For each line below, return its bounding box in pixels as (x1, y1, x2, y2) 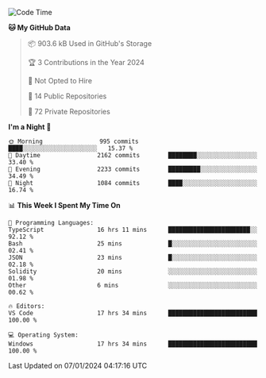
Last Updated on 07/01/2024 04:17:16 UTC (8, 361, 148, 370)
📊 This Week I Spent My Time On (8, 201, 121, 210)
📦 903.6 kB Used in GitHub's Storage (27, 39, 152, 48)
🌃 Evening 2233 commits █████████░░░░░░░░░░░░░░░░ (8, 165, 258, 173)
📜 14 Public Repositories (27, 91, 107, 101)
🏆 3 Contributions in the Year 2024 (27, 58, 145, 67)
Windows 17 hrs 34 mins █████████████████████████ (8, 340, 258, 348)
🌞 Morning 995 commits (8, 137, 139, 145)
